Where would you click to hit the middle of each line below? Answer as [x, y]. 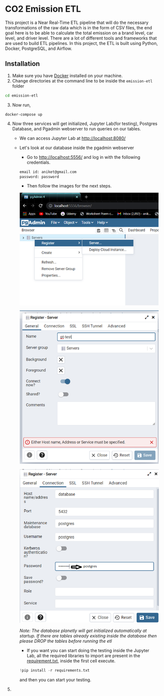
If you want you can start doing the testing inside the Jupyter [88, 651]
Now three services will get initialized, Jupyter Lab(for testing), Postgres [85, 124]
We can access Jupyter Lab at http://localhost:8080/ [72, 138]
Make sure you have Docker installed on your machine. [67, 75]
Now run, [21, 105]
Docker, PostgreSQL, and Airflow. [39, 48]
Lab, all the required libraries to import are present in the [83, 656]
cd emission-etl [21, 95]
